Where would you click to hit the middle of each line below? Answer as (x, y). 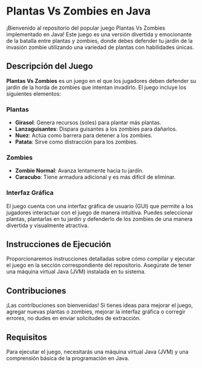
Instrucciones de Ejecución (59, 244)
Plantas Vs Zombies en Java (79, 11)
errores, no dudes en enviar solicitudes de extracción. (73, 318)
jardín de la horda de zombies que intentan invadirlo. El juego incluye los (96, 87)
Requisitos (27, 337)
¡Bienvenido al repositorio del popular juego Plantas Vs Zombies (86, 28)
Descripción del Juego (50, 66)
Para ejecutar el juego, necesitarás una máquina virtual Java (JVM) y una (97, 352)
